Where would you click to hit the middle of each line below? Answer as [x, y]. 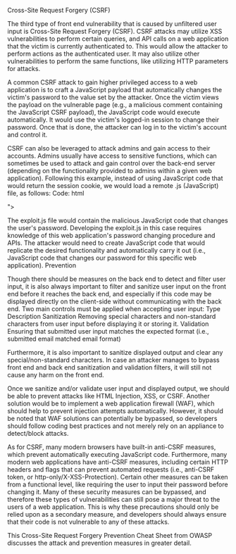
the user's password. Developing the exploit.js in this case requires [105, 228]
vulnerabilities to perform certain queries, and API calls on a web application [118, 39]
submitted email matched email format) [64, 339]
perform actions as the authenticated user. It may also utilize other [104, 53]
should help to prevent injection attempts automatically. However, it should [115, 411]
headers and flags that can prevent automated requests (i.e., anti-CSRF [111, 470]
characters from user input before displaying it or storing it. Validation [108, 324]
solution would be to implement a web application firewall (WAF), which [111, 403]
